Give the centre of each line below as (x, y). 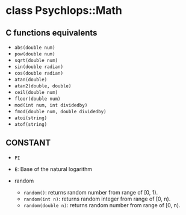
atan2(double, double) (43, 86)
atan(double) (31, 79)
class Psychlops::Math (64, 11)
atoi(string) (31, 118)
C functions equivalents (51, 33)
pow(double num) (35, 54)
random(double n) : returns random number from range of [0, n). (102, 205)
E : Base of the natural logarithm (53, 169)
